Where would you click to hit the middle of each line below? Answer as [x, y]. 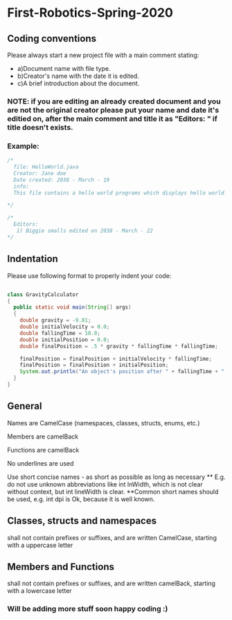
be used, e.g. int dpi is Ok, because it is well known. [81, 499]
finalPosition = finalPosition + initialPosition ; [94, 365]
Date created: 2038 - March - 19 [62, 180]
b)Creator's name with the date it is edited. [78, 76]
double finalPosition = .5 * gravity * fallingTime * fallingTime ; [119, 346]
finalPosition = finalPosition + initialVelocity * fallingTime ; [116, 359]
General [25, 406]
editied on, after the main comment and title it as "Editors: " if [113, 118]
